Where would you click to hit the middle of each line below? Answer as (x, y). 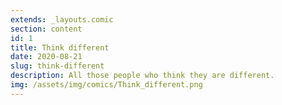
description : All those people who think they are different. (142, 76)
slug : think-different (57, 66)
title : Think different (60, 47)
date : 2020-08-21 (46, 57)
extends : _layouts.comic (62, 19)
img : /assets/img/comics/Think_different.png (106, 85)
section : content (46, 29)
